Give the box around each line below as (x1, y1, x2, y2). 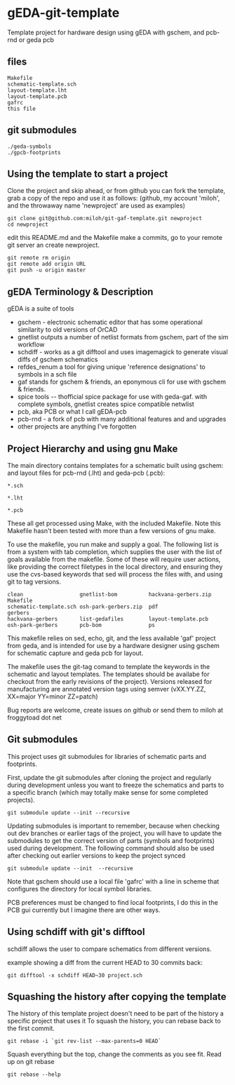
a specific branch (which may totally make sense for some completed (7, 788, 208, 797)
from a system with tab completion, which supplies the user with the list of (7, 548, 222, 555)
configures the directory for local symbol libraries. (7, 884, 152, 893)
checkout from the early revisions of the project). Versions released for (7, 678, 213, 685)
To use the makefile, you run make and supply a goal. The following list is (7, 540, 219, 548)
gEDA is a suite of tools (7, 304, 74, 313)
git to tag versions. (7, 577, 62, 586)
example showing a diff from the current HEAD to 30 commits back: (7, 958, 203, 966)
